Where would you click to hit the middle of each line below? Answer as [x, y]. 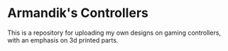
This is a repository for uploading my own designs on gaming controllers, [114, 33]
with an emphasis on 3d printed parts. [63, 40]
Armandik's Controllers [78, 13]
